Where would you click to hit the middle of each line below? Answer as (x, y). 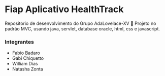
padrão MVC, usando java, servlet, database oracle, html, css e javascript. (82, 28)
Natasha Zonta (28, 69)
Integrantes (19, 42)
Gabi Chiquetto (28, 58)
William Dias (25, 64)
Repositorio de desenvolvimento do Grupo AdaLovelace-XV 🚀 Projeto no (80, 23)
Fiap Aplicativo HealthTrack (64, 9)
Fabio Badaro (26, 53)
